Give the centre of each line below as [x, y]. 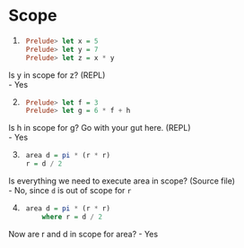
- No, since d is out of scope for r [70, 191]
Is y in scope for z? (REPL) [57, 75]
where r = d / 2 [72, 217]
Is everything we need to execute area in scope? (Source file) [122, 181]
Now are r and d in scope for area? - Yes [83, 234]
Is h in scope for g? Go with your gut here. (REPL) [100, 128]
